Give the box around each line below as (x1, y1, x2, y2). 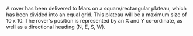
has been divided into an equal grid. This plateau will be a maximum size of (6, 11, 187, 18)
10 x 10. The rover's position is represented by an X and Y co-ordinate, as (6, 17, 183, 24)
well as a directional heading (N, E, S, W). (6, 23, 106, 30)
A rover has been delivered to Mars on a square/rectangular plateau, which (6, 5, 187, 12)
